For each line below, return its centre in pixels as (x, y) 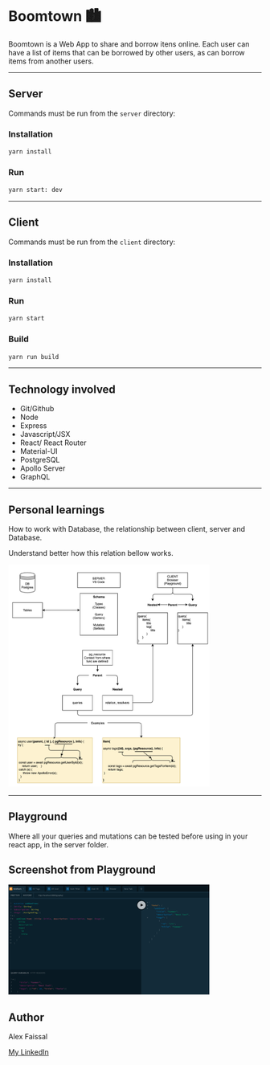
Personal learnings (57, 510)
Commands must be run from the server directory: (92, 113)
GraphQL (35, 477)
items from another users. (51, 61)
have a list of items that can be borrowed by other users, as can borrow (127, 52)
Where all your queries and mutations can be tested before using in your (128, 836)
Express (33, 426)
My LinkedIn (29, 1052)
